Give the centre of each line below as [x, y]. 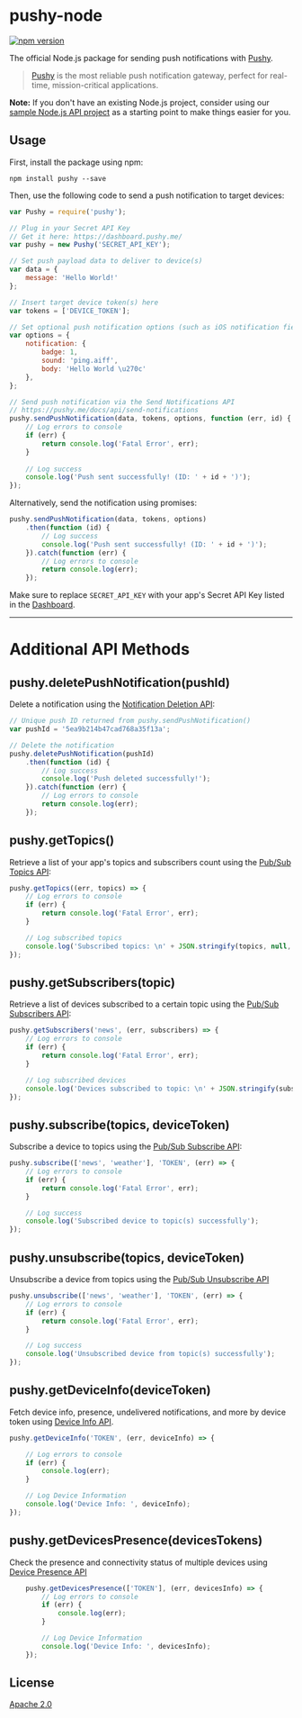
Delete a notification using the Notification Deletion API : [112, 704]
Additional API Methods [100, 650]
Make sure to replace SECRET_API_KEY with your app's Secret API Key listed [147, 595]
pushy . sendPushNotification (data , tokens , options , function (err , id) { [151, 419]
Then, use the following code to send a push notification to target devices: [147, 195]
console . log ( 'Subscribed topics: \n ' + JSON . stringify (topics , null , [159, 946]
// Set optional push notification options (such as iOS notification [144, 327]
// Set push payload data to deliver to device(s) [106, 261]
